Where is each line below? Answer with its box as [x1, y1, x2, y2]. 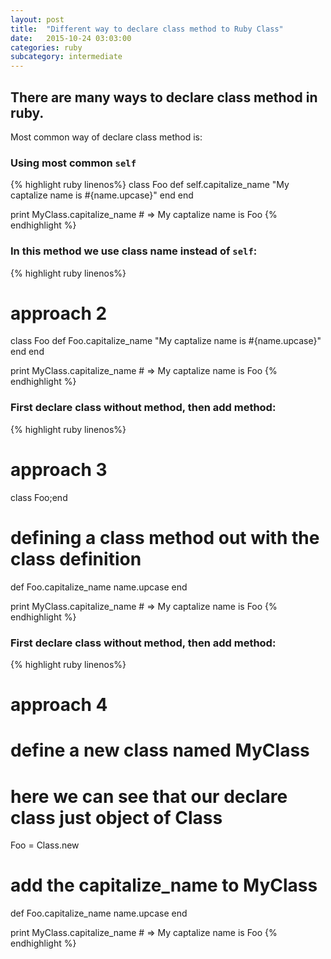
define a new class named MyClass [10, 739, 310, 762]
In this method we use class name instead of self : [10, 244, 258, 258]
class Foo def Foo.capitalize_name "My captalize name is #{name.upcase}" [10, 335, 322, 347]
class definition [10, 547, 142, 570]
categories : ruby [10, 42, 83, 53]
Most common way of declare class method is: [10, 131, 203, 143]
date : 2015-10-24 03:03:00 [10, 33, 132, 43]
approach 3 [10, 458, 108, 481]
